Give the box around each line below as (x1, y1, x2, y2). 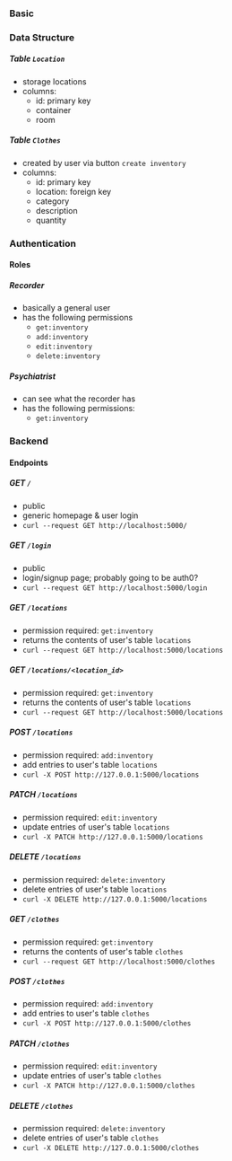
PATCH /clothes (9, 1038, 70, 1049)
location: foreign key (35, 186, 112, 197)
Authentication (9, 237, 76, 250)
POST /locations (9, 726, 73, 738)
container (35, 104, 72, 115)
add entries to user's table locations (21, 759, 159, 770)
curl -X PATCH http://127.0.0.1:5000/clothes (21, 1081, 195, 1091)
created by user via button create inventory (21, 157, 186, 168)
